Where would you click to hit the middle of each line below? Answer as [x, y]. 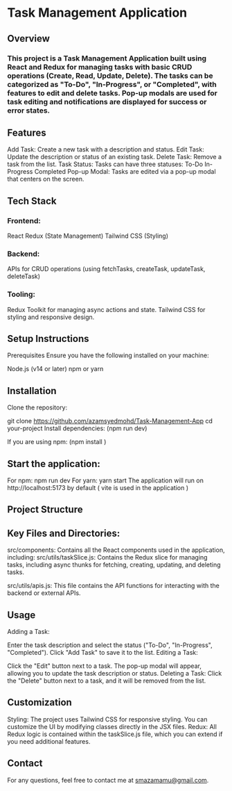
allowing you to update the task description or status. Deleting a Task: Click [115, 674]
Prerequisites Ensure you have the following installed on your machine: [108, 355]
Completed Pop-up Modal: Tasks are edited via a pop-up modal [125, 172]
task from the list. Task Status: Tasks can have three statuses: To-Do [105, 164]
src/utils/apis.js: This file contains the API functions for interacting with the [113, 586]
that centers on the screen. [46, 179]
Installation [32, 391]
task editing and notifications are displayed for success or [107, 101]
